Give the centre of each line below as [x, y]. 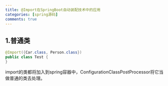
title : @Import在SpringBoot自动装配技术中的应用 [53, 10]
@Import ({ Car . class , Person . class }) [44, 52]
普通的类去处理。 [27, 78]
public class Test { [27, 57]
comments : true [21, 19]
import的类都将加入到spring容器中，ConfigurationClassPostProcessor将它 [82, 72]
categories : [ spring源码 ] [32, 14]
